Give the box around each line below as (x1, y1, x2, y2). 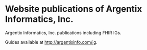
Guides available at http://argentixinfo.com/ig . (5, 39, 98, 45)
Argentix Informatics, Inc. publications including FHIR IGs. (5, 30, 122, 35)
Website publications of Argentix (5, 3, 142, 15)
